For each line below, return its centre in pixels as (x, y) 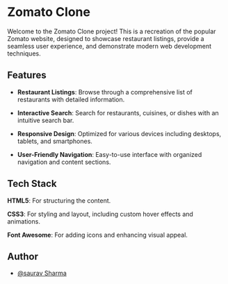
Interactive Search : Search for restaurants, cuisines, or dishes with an (118, 112)
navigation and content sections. (64, 162)
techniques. (24, 53)
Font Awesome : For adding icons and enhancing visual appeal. (97, 235)
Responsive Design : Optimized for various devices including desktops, (119, 133)
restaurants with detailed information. (71, 99)
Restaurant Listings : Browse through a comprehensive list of (105, 92)
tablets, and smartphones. (55, 141)
